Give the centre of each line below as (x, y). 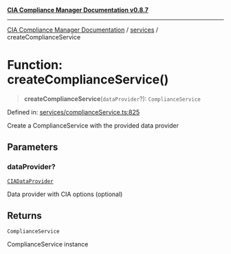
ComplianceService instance (48, 244)
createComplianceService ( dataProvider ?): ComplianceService (112, 99)
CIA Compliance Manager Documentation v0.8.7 (78, 10)
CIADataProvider (30, 181)
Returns (25, 216)
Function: (35, 65)
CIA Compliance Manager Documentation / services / (83, 30)
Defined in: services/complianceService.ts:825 (74, 112)
